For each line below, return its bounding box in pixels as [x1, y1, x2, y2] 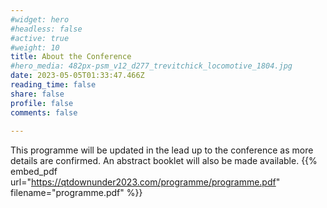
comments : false [10, 107, 78, 118]
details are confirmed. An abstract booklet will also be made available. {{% [10, 155, 318, 167]
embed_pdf [10, 166, 58, 178]
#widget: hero [10, 14, 70, 25]
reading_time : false [10, 80, 97, 90]
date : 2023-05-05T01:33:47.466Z [10, 71, 145, 81]
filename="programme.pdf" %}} [10, 187, 143, 199]
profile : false [10, 98, 74, 108]
